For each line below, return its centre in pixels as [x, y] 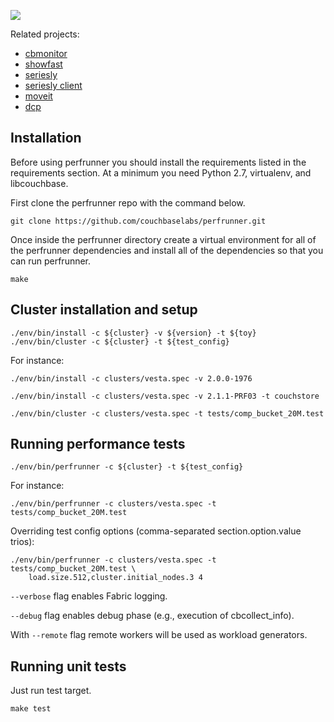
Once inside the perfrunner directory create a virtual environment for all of [163, 239]
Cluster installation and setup [104, 310]
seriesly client [53, 85]
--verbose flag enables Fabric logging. [89, 596]
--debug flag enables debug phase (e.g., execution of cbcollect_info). [152, 616]
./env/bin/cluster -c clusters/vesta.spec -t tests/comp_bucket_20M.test [167, 413]
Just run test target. [51, 691]
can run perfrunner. [51, 261]
